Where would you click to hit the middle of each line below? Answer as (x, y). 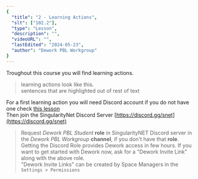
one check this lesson (33, 108)
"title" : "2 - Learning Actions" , (54, 17)
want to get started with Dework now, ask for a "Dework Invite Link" (104, 152)
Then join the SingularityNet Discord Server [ (61, 115)
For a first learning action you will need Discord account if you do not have (98, 102)
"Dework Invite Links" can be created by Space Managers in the (100, 164)
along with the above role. (53, 158)
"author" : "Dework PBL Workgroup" (54, 51)
